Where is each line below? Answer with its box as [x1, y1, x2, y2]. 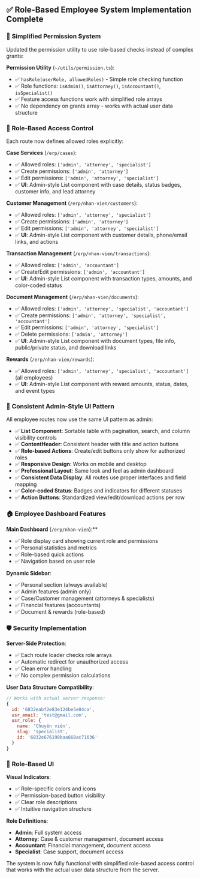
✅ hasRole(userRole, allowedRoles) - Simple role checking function [14, 75, 184, 83]
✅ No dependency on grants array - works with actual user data [14, 102, 174, 109]
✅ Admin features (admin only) [14, 588, 92, 595]
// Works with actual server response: [6, 695, 106, 701]
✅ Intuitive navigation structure [14, 805, 92, 813]
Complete [6, 14, 44, 25]
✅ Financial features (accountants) [14, 601, 101, 608]
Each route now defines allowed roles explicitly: [6, 138, 124, 145]
